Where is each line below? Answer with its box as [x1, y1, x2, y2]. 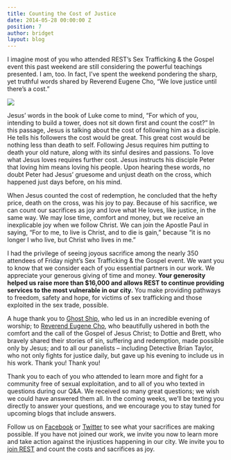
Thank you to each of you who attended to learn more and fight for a [7, 372, 203, 381]
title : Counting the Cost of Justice [7, 10, 117, 17]
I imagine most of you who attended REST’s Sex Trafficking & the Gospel [7, 55, 214, 63]
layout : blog [7, 36, 45, 43]
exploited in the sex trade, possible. [7, 301, 109, 310]
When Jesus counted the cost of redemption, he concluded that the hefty [7, 191, 217, 200]
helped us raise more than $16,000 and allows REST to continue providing [7, 279, 225, 287]
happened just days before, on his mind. [7, 178, 123, 187]
